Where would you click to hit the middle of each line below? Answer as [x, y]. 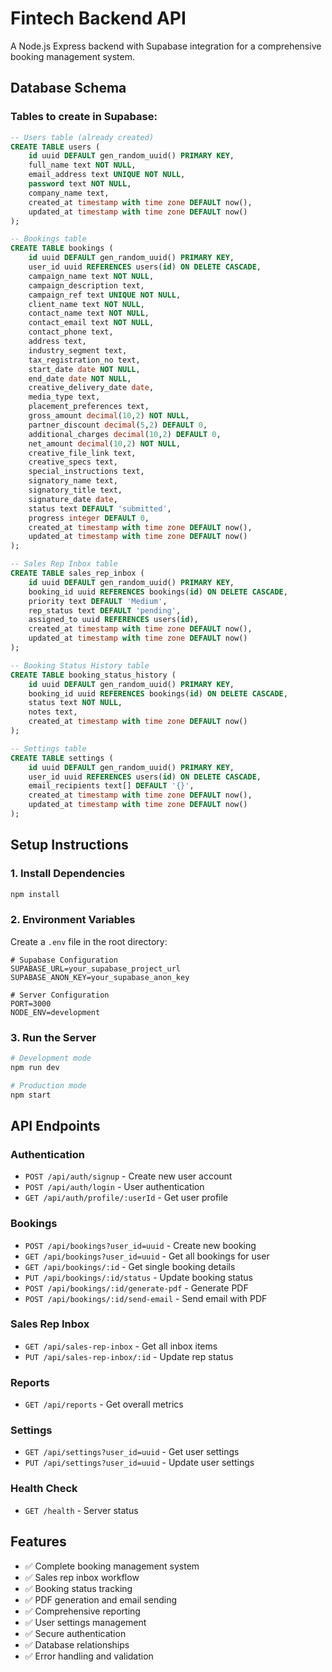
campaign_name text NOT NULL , [91, 276]
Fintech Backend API [98, 18]
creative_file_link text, [82, 453]
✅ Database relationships [77, 1644]
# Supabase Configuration [64, 960]
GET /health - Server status [81, 1510]
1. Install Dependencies [68, 874]
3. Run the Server [53, 1037]
